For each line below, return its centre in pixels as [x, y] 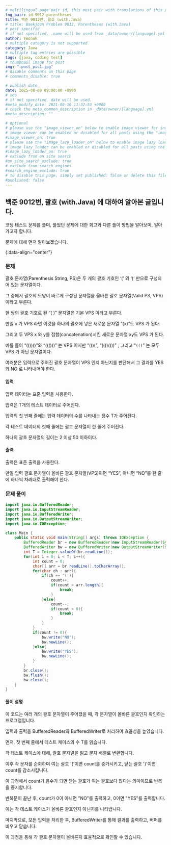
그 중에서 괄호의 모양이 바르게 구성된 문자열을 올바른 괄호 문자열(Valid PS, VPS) [84, 296]
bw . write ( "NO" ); [59, 637]
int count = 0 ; [49, 561]
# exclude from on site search [38, 157]
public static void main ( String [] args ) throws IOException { [82, 538]
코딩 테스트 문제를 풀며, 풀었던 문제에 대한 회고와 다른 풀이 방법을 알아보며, [79, 225]
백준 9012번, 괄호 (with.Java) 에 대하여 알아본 [75, 202]
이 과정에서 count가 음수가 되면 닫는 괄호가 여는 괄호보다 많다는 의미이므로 [79, 781]
